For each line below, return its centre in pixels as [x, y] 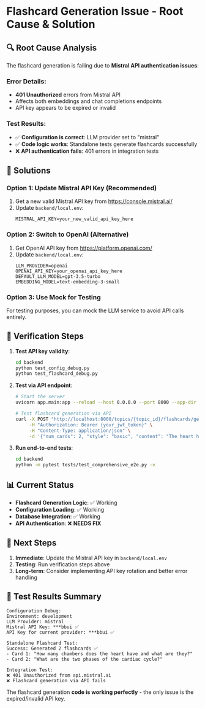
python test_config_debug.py [52, 368]
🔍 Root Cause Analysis [51, 48]
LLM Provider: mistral [35, 621]
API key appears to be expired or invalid [65, 108]
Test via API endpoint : [44, 385]
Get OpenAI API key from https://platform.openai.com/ [84, 248]
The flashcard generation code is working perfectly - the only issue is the [100, 692]
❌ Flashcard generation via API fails [56, 680]
